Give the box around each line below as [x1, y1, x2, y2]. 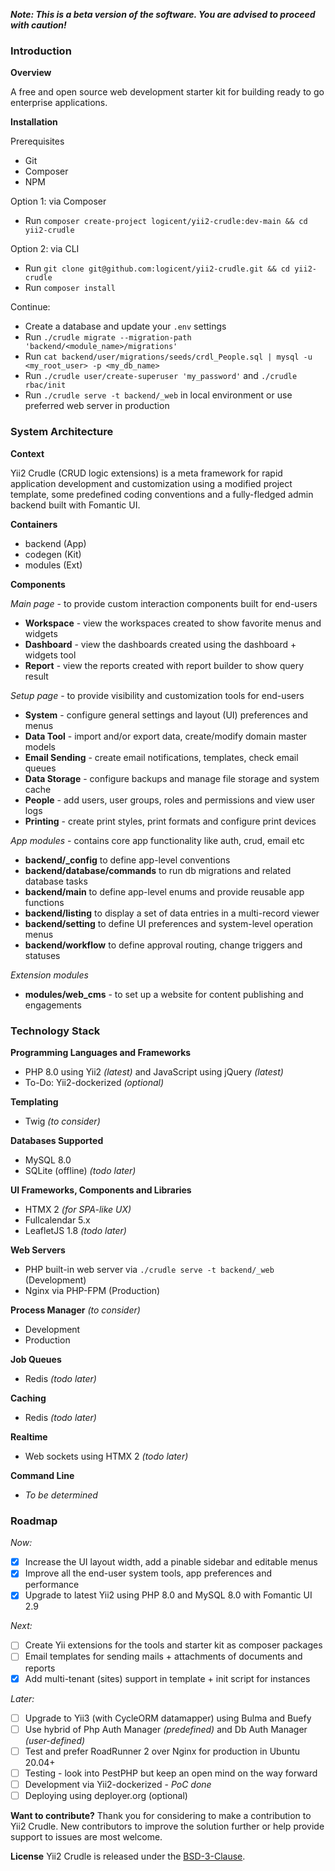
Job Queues [10, 1353, 62, 1365]
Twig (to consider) [24, 1115, 101, 1127]
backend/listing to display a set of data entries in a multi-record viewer [24, 907, 320, 919]
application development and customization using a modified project [10, 477, 293, 489]
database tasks [24, 875, 88, 887]
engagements [24, 999, 82, 1011]
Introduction [10, 44, 72, 58]
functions [24, 896, 65, 908]
